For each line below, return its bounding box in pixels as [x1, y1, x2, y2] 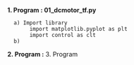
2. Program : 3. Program [7, 50, 78, 58]
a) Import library [13, 20, 68, 27]
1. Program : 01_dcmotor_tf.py [7, 6, 97, 14]
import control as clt [29, 31, 97, 38]
